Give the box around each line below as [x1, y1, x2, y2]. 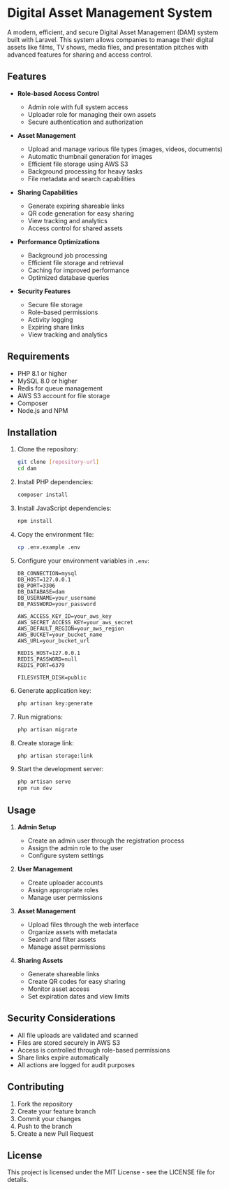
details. [7, 1176, 29, 1184]
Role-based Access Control [17, 89, 99, 97]
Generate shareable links [27, 969, 100, 978]
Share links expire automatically [17, 1053, 110, 1062]
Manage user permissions [27, 893, 103, 901]
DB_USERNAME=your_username [17, 594, 96, 601]
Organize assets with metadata [27, 927, 117, 936]
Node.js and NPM [17, 406, 68, 414]
